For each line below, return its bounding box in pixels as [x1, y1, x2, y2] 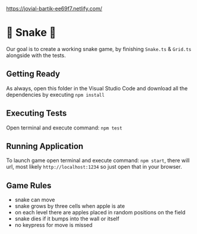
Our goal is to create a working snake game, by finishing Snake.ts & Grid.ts [6, 45, 192, 52]
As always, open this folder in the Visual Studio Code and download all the [6, 84, 188, 91]
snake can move [14, 196, 55, 204]
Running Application [6, 141, 84, 151]
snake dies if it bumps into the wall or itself [14, 215, 120, 222]
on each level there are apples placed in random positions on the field [14, 209, 186, 216]
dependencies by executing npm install [6, 91, 105, 98]
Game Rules [6, 181, 52, 191]
